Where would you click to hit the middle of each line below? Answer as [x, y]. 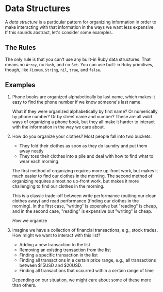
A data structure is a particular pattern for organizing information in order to [81, 22]
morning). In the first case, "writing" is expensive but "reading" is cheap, [85, 206]
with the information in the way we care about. [58, 127]
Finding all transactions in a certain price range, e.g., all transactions [88, 260]
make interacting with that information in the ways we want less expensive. [80, 27]
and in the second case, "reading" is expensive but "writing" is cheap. [82, 211]
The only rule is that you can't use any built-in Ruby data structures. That [78, 59]
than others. [24, 285]
